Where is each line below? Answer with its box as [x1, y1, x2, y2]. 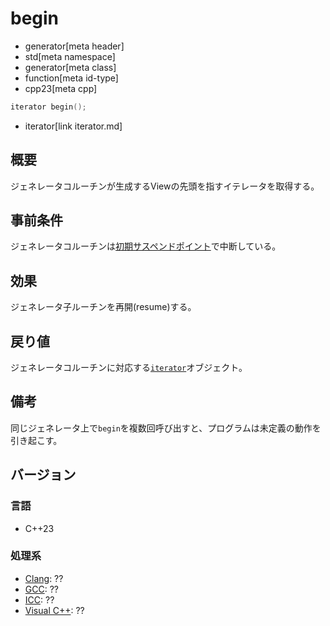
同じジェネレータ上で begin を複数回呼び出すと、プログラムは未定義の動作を [10, 422, 322, 434]
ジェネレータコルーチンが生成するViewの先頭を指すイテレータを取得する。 [10, 180, 320, 192]
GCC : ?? [24, 583, 59, 595]
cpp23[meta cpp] [24, 82, 98, 94]
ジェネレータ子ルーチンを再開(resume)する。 [10, 301, 197, 313]
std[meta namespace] [24, 50, 116, 62]
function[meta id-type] [24, 72, 119, 84]
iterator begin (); [10, 102, 87, 112]
